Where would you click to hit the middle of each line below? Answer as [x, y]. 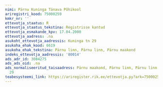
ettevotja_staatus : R [27, 23]
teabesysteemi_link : [26, 77]
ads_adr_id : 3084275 [26, 59]
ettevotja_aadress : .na [29, 37]
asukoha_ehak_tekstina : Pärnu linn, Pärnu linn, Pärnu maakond [70, 50]
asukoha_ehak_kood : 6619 [30, 45]
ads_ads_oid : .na [23, 63]
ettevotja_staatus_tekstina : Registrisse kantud [55, 28]
